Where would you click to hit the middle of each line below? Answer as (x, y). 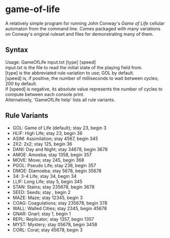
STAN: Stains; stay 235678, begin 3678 (53, 187)
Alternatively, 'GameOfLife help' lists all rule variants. (60, 100)
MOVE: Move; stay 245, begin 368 (48, 160)
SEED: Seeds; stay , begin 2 (41, 192)
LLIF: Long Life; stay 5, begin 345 (47, 181)
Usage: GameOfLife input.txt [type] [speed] (51, 62)
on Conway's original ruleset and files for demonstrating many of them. (79, 34)
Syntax (17, 50)
